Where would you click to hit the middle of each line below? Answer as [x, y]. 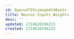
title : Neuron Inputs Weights [37, 15]
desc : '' [14, 19]
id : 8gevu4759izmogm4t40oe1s [36, 10]
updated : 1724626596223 [30, 24]
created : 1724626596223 [30, 29]
